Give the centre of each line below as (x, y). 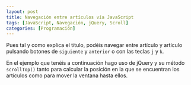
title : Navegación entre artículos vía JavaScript (70, 17)
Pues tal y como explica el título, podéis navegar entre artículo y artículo (94, 45)
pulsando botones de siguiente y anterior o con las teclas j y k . (85, 52)
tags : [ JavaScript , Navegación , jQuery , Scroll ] (67, 23)
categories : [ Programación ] (41, 28)
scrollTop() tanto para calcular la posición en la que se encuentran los (93, 70)
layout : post (22, 12)
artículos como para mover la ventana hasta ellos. (67, 75)
